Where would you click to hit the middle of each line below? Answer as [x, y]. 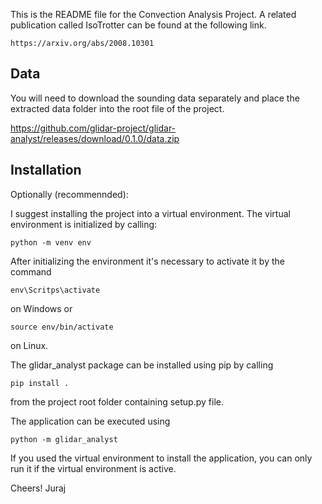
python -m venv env [51, 242]
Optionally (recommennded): [69, 194]
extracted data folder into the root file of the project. [117, 108]
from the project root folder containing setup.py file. [117, 401]
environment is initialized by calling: [84, 224]
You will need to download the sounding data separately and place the [155, 98]
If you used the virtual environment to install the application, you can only [161, 458]
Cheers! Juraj [38, 488]
